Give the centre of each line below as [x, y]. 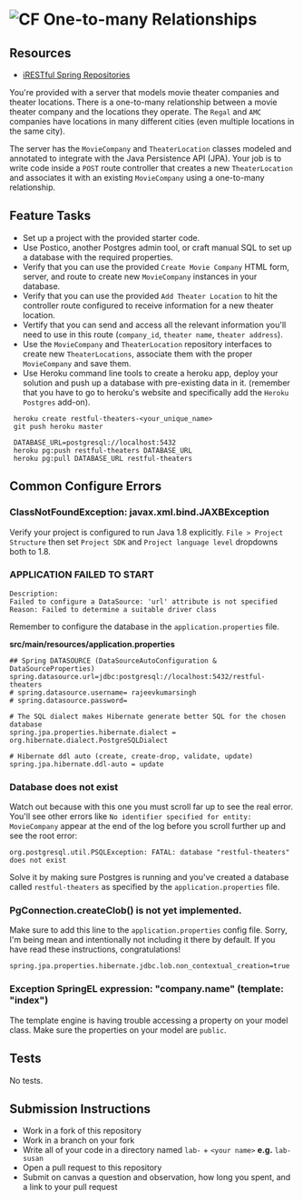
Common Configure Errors [85, 486]
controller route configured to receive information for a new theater [148, 305]
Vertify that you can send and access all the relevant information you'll [154, 325]
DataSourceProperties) [52, 668]
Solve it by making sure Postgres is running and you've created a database [149, 877]
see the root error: [44, 836]
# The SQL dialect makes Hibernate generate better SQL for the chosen [147, 716]
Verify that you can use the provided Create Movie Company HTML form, [156, 266]
